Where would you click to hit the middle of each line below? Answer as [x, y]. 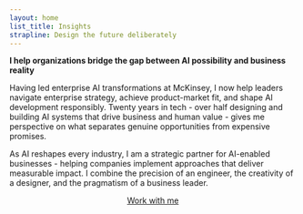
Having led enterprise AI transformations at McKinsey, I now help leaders [146, 88]
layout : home [34, 18]
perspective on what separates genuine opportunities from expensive [140, 127]
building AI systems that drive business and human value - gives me [137, 117]
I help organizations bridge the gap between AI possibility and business [148, 61]
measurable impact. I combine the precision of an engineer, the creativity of [151, 173]
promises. [28, 137]
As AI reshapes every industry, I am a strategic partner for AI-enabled [140, 154]
